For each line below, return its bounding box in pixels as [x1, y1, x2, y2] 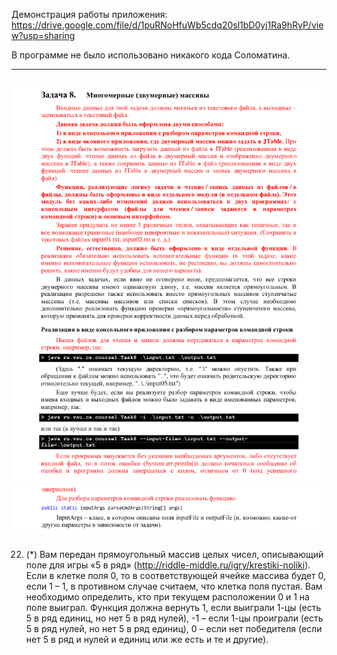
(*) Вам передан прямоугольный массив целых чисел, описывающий [25, 549, 324, 561]
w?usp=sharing [11, 30, 76, 41]
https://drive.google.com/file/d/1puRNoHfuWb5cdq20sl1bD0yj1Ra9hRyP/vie [11, 19, 324, 31]
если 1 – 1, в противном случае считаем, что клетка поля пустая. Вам [25, 580, 323, 593]
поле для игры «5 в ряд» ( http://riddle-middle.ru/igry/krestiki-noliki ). [25, 559, 311, 571]
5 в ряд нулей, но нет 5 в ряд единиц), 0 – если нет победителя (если [25, 623, 323, 635]
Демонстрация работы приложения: [11, 9, 168, 20]
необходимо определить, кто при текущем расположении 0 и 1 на [25, 591, 310, 603]
